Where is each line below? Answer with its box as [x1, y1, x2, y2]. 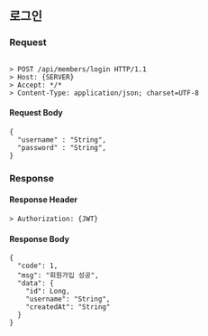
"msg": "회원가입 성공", [17, 271, 99, 280]
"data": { [17, 279, 54, 288]
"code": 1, [17, 261, 59, 271]
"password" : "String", [17, 143, 106, 152]
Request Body [9, 107, 63, 118]
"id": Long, [25, 287, 70, 296]
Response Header [9, 194, 78, 205]
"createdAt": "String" [25, 303, 111, 312]
